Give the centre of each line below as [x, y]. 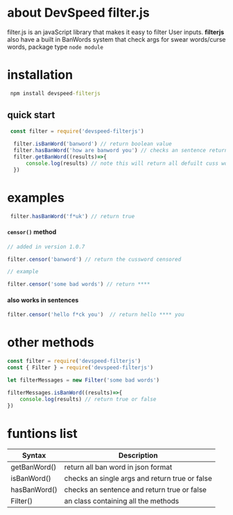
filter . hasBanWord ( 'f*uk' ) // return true [72, 216]
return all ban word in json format [118, 467]
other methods [51, 343]
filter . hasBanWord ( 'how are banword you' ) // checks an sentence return [121, 151]
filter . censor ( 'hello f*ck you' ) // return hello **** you [96, 315]
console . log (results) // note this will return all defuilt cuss [122, 163]
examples [36, 198]
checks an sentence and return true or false [135, 490]
